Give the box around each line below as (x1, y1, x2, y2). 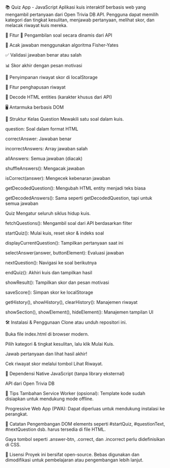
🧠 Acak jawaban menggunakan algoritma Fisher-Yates (5, 42, 119, 48)
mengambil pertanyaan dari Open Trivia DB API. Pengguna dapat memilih (5, 12, 159, 17)
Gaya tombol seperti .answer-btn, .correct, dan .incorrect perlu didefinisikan (5, 436, 165, 442)
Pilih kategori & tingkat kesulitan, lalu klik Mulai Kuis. (5, 341, 115, 347)
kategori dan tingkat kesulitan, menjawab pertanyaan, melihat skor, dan (5, 17, 155, 23)
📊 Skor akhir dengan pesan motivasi (5, 63, 82, 68)
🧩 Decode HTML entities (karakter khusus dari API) (5, 94, 112, 100)
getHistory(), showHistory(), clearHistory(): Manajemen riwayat (5, 299, 138, 305)
